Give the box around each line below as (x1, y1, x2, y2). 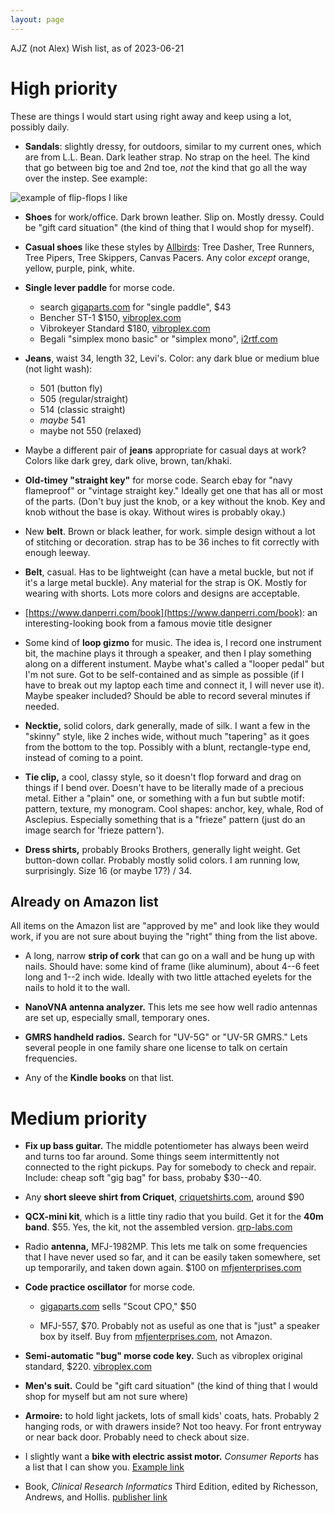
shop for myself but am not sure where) (24, 1391, 189, 1403)
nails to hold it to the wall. (24, 982, 131, 994)
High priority (10, 77, 118, 100)
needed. (24, 700, 60, 712)
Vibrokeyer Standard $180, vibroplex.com (39, 322, 211, 334)
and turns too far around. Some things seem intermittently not (24, 1151, 280, 1163)
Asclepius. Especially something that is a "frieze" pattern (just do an (24, 813, 306, 825)
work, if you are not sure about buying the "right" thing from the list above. (10, 931, 318, 943)
